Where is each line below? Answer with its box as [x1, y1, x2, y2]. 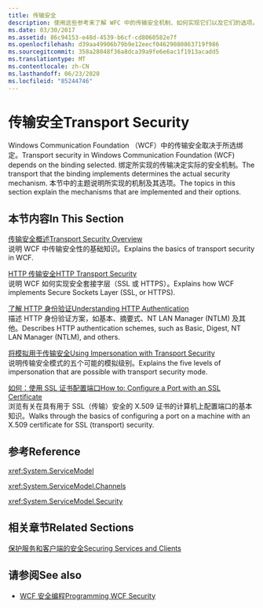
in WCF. [8, 253, 34, 263]
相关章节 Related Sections [8, 521, 134, 534]
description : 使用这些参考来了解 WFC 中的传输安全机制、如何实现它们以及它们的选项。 [8, 19, 259, 27]
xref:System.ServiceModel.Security [8, 497, 123, 506]
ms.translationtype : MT [8, 56, 86, 64]
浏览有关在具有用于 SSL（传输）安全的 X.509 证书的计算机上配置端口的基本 [8, 402, 253, 411]
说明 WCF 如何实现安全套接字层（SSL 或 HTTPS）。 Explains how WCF [8, 279, 235, 289]
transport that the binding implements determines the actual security [8, 169, 231, 179]
